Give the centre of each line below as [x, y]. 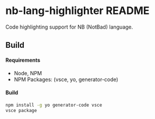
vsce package [21, 110]
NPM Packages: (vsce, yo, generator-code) [66, 79]
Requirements [23, 60]
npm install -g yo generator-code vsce [54, 105]
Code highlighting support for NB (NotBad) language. [69, 27]
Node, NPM [28, 73]
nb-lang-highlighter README [77, 11]
